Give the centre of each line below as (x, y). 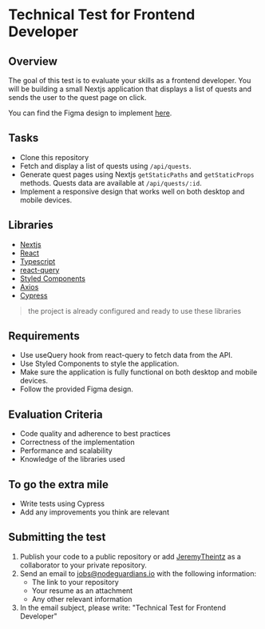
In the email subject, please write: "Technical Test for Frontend (123, 607)
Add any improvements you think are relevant (95, 512)
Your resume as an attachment (82, 591)
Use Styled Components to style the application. (99, 364)
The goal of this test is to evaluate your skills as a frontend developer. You (130, 80)
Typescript (38, 261)
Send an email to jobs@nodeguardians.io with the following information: (138, 573)
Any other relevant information (82, 599)
